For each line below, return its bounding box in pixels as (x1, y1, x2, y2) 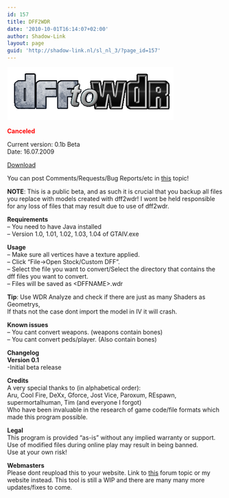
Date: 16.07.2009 (7, 147, 55, 156)
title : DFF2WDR (7, 18, 51, 25)
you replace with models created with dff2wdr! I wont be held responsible (7, 195, 215, 202)
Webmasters (7, 462, 45, 469)
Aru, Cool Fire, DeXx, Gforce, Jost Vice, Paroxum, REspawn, (7, 391, 177, 399)
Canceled (7, 127, 36, 135)
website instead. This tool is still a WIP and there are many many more (7, 476, 205, 484)
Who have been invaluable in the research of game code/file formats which (7, 405, 219, 414)
